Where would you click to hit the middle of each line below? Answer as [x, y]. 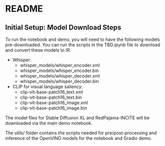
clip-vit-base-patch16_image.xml [54, 103]
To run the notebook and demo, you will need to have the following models [82, 39]
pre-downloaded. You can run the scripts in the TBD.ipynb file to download [83, 45]
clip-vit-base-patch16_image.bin [53, 108]
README [24, 9]
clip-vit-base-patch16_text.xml [51, 92]
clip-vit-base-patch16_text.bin [51, 97]
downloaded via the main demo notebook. [49, 123]
